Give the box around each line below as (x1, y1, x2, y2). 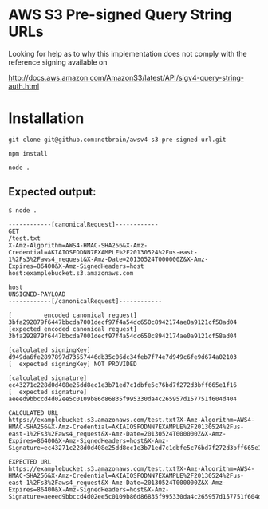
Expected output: (8, 185, 97, 199)
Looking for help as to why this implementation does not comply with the (8, 49, 247, 58)
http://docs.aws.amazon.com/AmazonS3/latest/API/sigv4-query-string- (8, 73, 245, 82)
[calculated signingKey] (8, 345, 91, 354)
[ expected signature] (8, 388, 88, 396)
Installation (8, 109, 85, 128)
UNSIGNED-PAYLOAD (8, 290, 66, 298)
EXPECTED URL (8, 457, 52, 466)
